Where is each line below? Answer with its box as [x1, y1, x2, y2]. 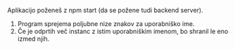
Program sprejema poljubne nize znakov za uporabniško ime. [17, 20, 195, 27]
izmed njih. [17, 35, 50, 43]
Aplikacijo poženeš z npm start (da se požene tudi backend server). [7, 6, 203, 14]
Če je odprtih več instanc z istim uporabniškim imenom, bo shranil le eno [17, 27, 229, 35]
